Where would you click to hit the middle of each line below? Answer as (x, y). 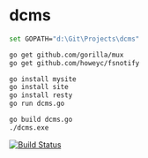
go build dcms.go (41, 120)
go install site (39, 87)
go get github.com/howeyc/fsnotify (74, 63)
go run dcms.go (37, 104)
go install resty (41, 95)
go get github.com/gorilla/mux (67, 55)
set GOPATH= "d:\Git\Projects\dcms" (74, 39)
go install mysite (43, 79)
